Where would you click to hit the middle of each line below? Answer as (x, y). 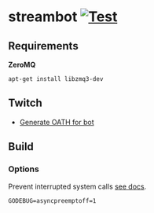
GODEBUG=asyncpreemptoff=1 (52, 200)
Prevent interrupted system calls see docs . (77, 186)
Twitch (26, 103)
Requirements (43, 46)
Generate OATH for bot (57, 122)
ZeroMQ (22, 64)
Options (24, 169)
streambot (43, 17)
